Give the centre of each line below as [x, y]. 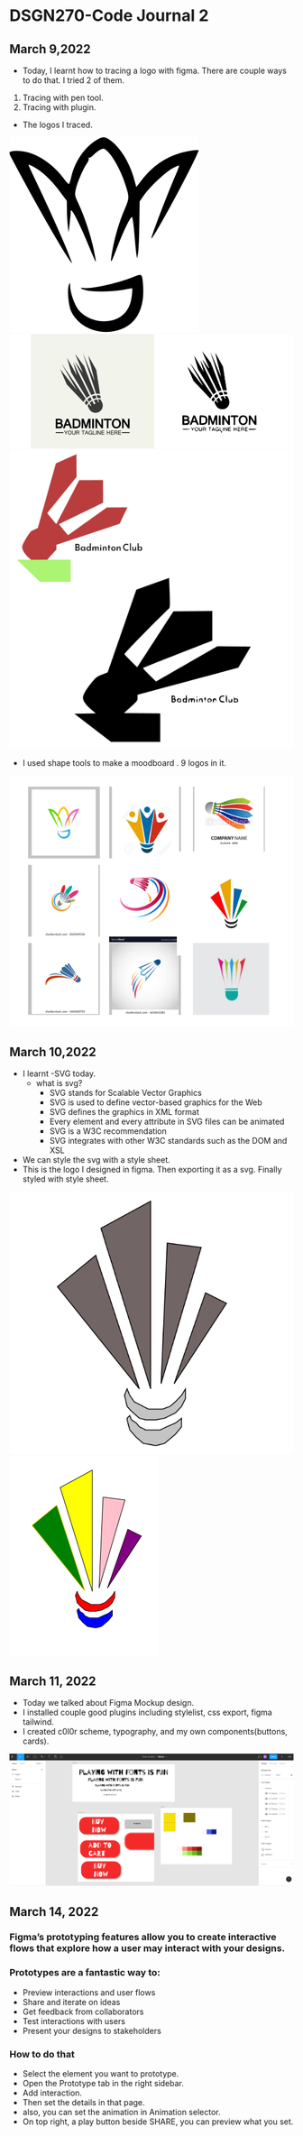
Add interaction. [52, 2093]
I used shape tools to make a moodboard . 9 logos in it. [124, 762]
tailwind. [38, 1722]
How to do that [42, 2054]
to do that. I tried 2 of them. [73, 80]
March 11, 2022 [53, 1681]
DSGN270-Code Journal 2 [109, 16]
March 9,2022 [50, 49]
